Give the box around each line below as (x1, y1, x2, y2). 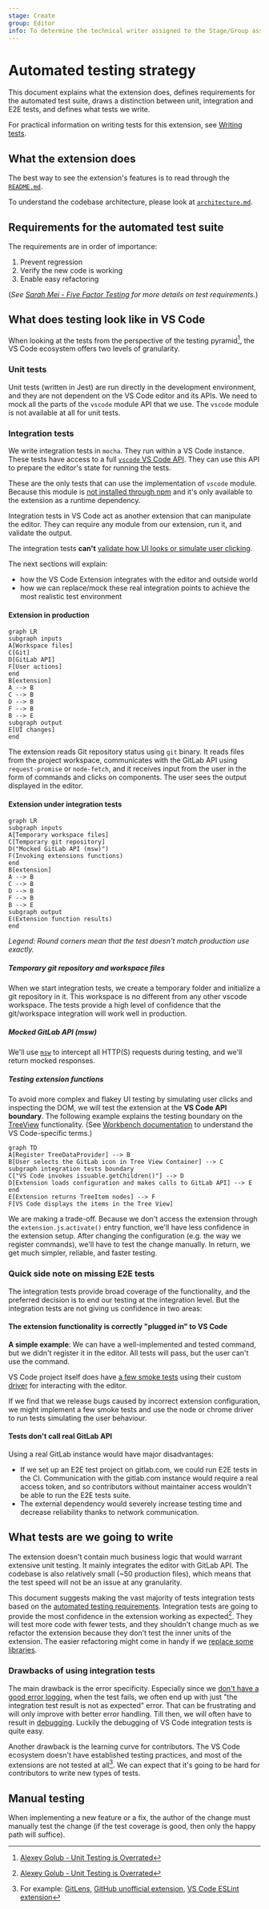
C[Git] (8, 649, 30, 657)
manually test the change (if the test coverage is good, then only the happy (8, 1822, 256, 1831)
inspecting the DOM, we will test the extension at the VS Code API (8, 1103, 227, 1113)
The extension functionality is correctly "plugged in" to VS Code (8, 1322, 228, 1331)
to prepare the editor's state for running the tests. (8, 463, 171, 473)
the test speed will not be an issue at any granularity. (8, 1577, 183, 1587)
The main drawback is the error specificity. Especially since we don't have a (8, 1683, 259, 1693)
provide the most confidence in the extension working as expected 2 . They (8, 1609, 253, 1621)
